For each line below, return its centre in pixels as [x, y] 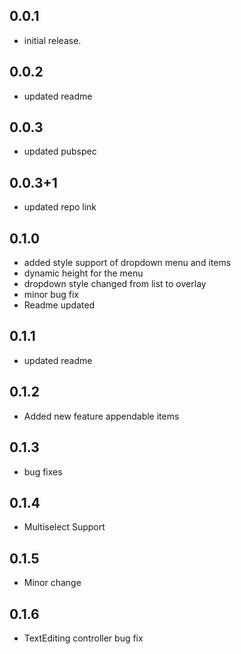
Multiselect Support [64, 527]
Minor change [52, 583]
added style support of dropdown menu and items [127, 263]
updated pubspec [60, 151]
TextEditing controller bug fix [83, 638]
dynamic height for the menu [83, 273]
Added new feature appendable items [101, 416]
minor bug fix [51, 295]
